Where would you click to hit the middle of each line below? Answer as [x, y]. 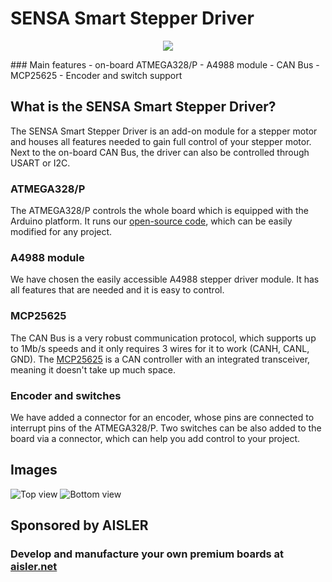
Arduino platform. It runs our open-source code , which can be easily [151, 221]
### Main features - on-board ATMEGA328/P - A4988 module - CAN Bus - [165, 64]
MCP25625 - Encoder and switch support [96, 75]
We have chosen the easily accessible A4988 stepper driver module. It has [165, 279]
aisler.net [34, 567]
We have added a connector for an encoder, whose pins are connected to [162, 417]
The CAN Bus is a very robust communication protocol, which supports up [163, 338]
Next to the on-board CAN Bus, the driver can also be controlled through [160, 152]
